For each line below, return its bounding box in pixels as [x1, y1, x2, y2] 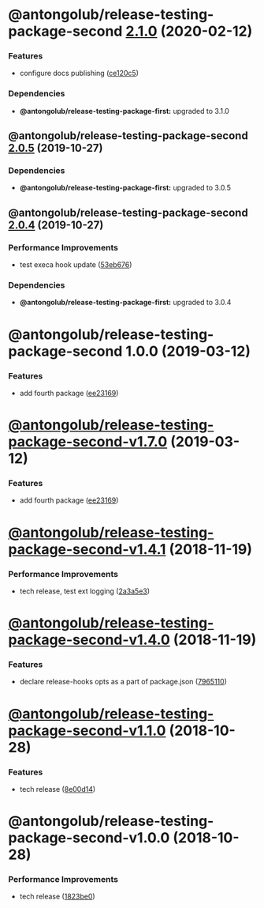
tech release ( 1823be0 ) [19, 891, 96, 902]
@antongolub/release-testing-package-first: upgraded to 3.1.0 [19, 106, 230, 115]
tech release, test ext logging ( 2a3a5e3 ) [19, 586, 151, 596]
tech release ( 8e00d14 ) [19, 784, 96, 793]
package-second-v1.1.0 [8, 722, 166, 740]
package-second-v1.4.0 [8, 631, 171, 649]
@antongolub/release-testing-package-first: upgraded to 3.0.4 [19, 298, 232, 307]
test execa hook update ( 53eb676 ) [19, 260, 132, 269]
